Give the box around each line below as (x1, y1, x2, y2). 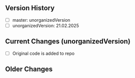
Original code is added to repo (12, 50, 75, 56)
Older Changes (5, 65, 53, 74)
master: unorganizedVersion (12, 17, 70, 23)
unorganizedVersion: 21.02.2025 (12, 22, 79, 29)
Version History (5, 4, 55, 12)
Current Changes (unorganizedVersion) (5, 37, 131, 46)
